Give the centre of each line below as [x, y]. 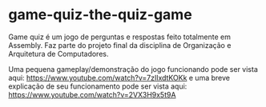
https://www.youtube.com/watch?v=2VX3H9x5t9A [92, 94]
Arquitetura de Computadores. [58, 53]
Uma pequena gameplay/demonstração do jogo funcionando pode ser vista [133, 69]
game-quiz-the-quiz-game [100, 15]
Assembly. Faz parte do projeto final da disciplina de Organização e [120, 45]
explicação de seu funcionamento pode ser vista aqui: [98, 86]
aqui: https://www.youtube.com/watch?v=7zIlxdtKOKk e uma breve [119, 77]
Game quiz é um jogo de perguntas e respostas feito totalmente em [119, 37]
